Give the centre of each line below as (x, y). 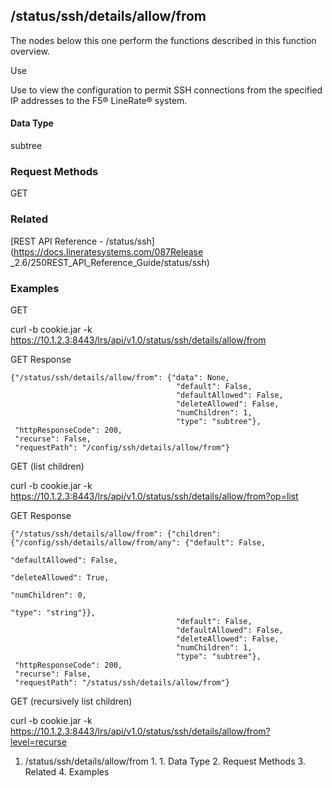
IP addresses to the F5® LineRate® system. (99, 100)
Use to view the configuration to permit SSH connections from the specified (166, 90)
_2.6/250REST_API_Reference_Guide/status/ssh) (110, 262)
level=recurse (38, 741)
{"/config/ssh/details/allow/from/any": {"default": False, (138, 542)
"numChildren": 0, (48, 595)
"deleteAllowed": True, (60, 577)
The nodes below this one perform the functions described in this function (163, 40)
